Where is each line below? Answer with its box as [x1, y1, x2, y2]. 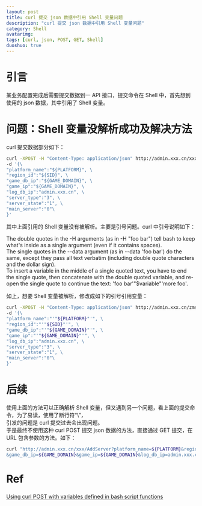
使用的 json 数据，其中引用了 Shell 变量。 [6, 99, 109, 106]
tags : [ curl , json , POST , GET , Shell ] [6, 37, 103, 43]
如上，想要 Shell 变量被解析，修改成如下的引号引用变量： [6, 293, 148, 300]
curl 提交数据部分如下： [6, 143, 65, 151]
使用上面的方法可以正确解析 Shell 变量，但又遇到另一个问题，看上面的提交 [6, 403, 191, 411]
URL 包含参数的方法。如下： [6, 434, 76, 441]
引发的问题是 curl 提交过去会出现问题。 [6, 419, 103, 426]
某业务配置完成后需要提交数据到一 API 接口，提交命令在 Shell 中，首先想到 [6, 91, 191, 98]
